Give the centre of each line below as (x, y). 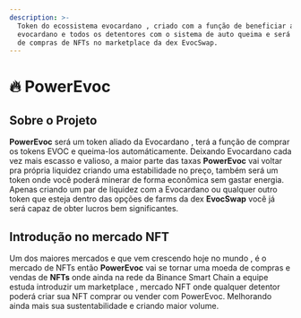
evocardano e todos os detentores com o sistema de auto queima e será (154, 34)
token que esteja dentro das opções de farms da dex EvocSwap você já (142, 199)
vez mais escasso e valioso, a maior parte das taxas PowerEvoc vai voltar (146, 161)
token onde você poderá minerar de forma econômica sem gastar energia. (147, 180)
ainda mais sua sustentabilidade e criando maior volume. (114, 306)
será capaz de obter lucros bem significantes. (94, 209)
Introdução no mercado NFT (90, 237)
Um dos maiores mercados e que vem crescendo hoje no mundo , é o (138, 258)
